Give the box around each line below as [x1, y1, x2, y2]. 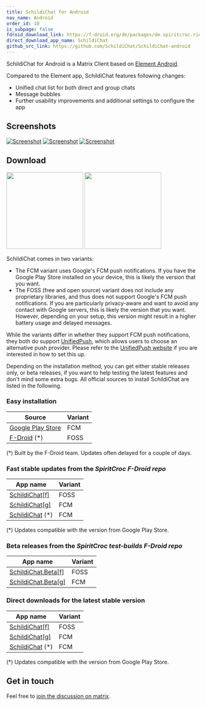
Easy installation [6, 397, 57, 406]
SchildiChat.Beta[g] [9, 578, 66, 586]
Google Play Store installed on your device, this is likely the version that [15, 273, 196, 281]
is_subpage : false [6, 26, 53, 33]
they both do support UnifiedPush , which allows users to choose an [6, 337, 178, 344]
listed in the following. [6, 382, 62, 389]
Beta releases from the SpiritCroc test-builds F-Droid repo [6, 541, 183, 550]
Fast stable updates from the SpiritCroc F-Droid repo [6, 464, 167, 473]
